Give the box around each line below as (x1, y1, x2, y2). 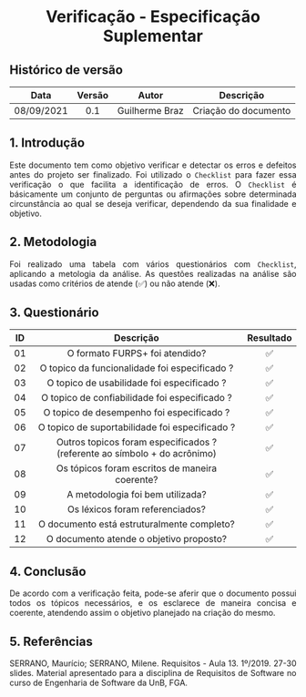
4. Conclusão (9, 563, 87, 579)
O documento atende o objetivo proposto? (46, 533, 228, 546)
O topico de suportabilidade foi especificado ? (37, 421, 236, 434)
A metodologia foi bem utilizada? (66, 488, 207, 501)
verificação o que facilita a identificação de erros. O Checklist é (9, 179, 298, 190)
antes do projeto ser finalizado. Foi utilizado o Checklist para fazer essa (9, 169, 297, 179)
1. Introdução (9, 135, 85, 151)
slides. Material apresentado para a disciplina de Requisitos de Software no (9, 668, 297, 679)
